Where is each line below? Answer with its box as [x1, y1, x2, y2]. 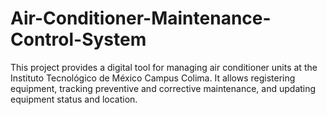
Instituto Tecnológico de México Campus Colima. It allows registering [10, 72, 296, 84]
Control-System [10, 28, 147, 51]
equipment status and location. [10, 93, 138, 105]
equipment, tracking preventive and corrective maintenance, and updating [10, 82, 317, 94]
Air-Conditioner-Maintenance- [10, 7, 272, 30]
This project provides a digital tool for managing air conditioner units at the [10, 61, 318, 73]
